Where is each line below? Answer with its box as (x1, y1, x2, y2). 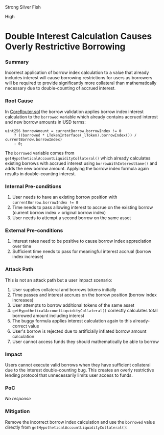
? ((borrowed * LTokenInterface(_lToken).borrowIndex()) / (14, 133, 137, 137)
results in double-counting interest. (5, 171, 76, 177)
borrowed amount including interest (12, 313, 85, 319)
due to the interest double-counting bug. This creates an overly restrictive (5, 367, 154, 373)
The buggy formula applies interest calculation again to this (12, 318, 132, 323)
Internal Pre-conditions (5, 183, 62, 190)
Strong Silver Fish (5, 4, 41, 10)
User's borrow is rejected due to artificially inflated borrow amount (12, 328, 147, 334)
